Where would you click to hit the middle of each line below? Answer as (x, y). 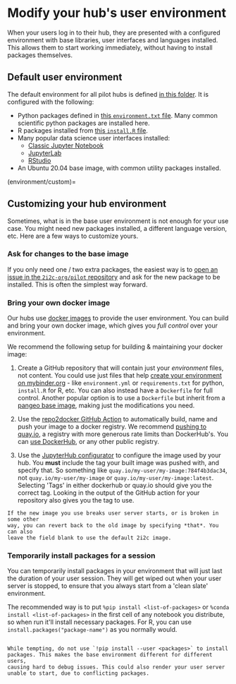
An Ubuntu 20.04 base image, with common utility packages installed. (119, 168)
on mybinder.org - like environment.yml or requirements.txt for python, (121, 383)
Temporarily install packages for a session (81, 556)
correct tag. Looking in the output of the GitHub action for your (108, 493)
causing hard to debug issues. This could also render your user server (116, 667)
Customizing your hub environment (87, 204)
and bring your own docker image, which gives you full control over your (113, 325)
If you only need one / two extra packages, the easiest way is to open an (113, 269)
